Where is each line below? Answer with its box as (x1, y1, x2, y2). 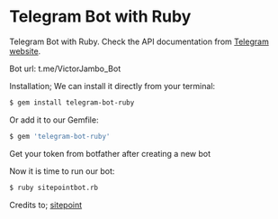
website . (9, 45, 41, 56)
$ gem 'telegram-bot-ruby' (9, 132, 111, 141)
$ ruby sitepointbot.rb (9, 183, 99, 192)
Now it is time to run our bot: (9, 165, 115, 177)
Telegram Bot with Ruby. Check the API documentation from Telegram (9, 36, 270, 47)
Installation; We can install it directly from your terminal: (9, 80, 216, 91)
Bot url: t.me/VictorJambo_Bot (9, 63, 121, 74)
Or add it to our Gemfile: (9, 114, 99, 125)
